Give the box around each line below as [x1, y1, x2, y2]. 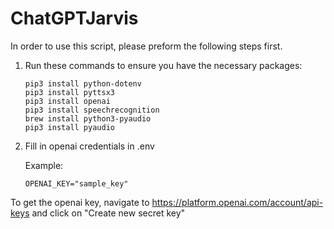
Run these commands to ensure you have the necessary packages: [24, 59, 303, 71]
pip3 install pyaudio [24, 122, 115, 132]
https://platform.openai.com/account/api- [151, 196, 324, 208]
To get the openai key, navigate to [10, 196, 150, 208]
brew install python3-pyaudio [24, 113, 152, 124]
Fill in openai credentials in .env [24, 140, 155, 152]
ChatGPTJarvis [10, 7, 139, 30]
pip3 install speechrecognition [24, 105, 160, 115]
